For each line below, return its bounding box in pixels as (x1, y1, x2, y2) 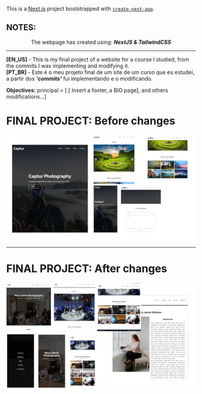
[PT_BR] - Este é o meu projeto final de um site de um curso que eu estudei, (6, 69, 195, 76)
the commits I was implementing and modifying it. (6, 62, 130, 69)
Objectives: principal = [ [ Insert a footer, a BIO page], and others (6, 87, 168, 94)
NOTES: (6, 22, 37, 32)
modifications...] (6, 93, 47, 100)
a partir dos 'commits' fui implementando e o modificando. (6, 75, 153, 82)
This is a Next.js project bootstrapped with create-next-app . (6, 5, 155, 12)
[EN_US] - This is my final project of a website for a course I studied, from (6, 55, 189, 63)
